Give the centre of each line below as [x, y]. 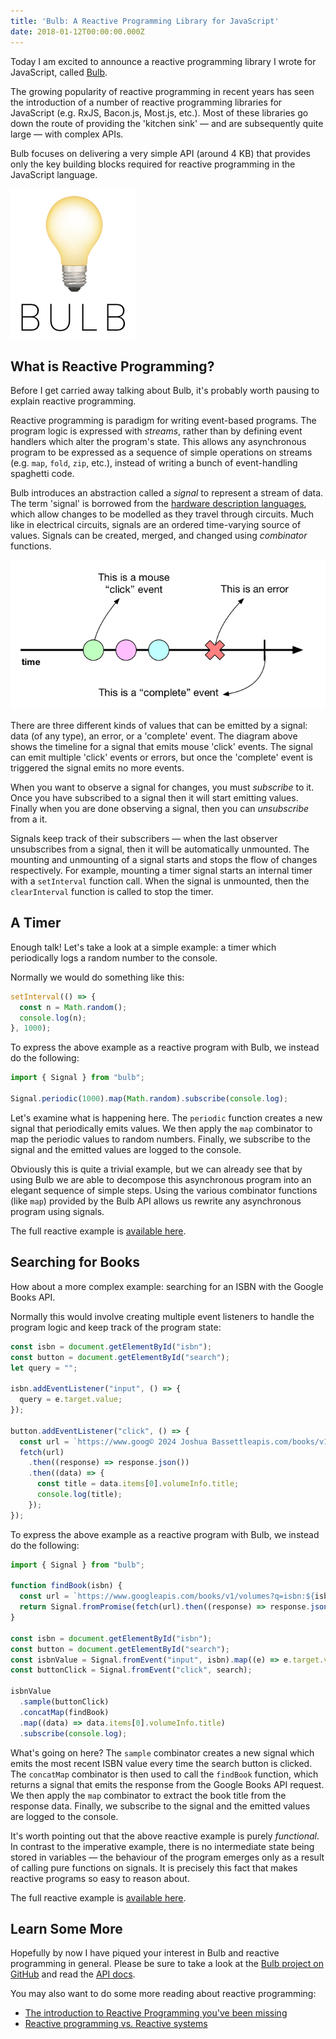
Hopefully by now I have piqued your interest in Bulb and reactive [145, 1953]
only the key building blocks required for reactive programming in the [153, 164]
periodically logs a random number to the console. [114, 957]
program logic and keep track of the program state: [116, 1327]
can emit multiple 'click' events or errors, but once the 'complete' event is [161, 757]
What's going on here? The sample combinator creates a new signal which [162, 1752]
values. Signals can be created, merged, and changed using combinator [159, 536]
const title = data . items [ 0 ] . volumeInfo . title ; [138, 1484]
